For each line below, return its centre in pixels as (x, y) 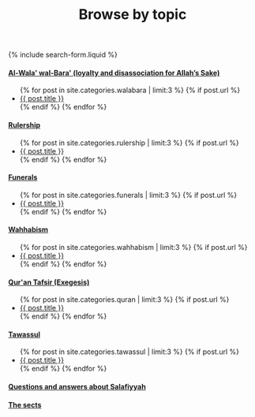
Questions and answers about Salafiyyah (77, 387)
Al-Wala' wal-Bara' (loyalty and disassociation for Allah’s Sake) (114, 73)
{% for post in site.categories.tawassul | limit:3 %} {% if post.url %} (129, 352)
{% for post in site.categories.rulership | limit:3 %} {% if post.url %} (129, 143)
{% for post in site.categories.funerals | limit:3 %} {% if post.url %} (128, 195)
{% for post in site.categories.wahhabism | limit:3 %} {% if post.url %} (133, 247)
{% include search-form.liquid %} (63, 55)
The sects (25, 404)
